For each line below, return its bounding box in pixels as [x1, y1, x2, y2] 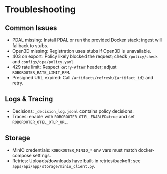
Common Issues [5, 24, 57, 32]
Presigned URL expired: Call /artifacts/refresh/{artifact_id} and [12, 75, 154, 80]
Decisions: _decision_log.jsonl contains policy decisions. [12, 108, 134, 114]
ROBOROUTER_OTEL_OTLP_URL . [12, 119, 68, 125]
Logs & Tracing [5, 95, 53, 103]
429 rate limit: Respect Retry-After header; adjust [12, 64, 117, 70]
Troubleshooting [5, 4, 76, 15]
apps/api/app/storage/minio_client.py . [12, 163, 96, 169]
